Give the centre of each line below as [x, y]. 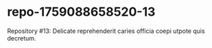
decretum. [22, 38]
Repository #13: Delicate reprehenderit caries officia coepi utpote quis [106, 31]
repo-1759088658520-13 [81, 12]
